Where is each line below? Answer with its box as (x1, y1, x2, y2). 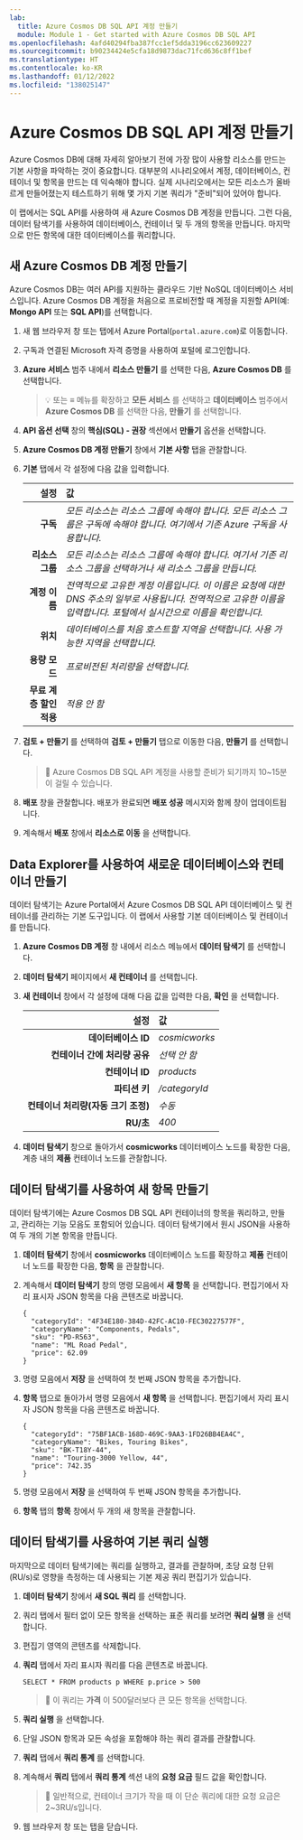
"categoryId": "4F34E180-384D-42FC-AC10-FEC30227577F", (31, 1317, 245, 1326)
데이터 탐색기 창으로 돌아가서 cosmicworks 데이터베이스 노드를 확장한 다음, (22, 1142, 290, 1153)
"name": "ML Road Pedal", (31, 1340, 128, 1350)
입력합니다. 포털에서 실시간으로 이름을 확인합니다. (65, 606, 263, 619)
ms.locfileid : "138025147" (9, 80, 111, 89)
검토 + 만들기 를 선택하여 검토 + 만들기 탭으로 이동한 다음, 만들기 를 (22, 736, 258, 747)
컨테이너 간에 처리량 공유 (50, 1049, 151, 1061)
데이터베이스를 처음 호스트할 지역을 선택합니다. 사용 (65, 623, 272, 636)
